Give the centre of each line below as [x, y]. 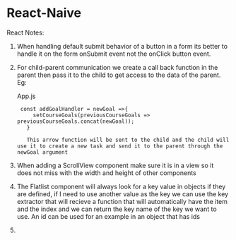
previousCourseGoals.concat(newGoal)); [76, 121]
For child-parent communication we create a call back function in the [117, 67]
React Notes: [25, 32]
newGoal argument [42, 152]
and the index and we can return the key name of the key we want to [117, 209]
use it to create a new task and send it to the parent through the [120, 146]
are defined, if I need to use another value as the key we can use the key [123, 194]
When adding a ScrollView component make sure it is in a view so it [115, 165]
